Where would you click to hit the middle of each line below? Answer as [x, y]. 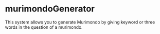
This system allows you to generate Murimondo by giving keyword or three [80, 22]
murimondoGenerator [50, 9]
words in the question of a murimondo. [44, 27]
